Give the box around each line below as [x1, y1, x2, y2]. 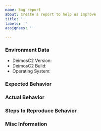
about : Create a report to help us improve [5, 12, 97, 17]
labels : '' [5, 21, 28, 26]
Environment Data [5, 47, 50, 54]
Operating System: [12, 68, 51, 74]
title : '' [5, 16, 26, 21]
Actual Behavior [5, 94, 45, 101]
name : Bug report [5, 7, 41, 12]
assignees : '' [5, 26, 35, 31]
